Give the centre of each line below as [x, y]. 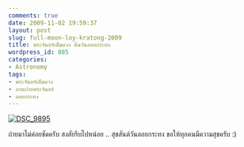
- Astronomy [28, 67]
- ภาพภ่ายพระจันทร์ [31, 89]
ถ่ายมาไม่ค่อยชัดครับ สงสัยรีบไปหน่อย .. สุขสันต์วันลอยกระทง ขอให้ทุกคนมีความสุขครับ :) [122, 134]
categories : [28, 60]
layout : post [30, 30]
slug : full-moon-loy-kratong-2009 [65, 38]
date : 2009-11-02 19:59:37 [53, 23]
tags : [17, 74]
